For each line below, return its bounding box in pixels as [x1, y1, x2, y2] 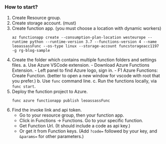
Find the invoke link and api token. [11, 107, 82, 113]
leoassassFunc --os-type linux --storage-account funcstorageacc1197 [11, 44, 160, 49]
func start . [11, 83, 36, 89]
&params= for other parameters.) [19, 134, 84, 140]
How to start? [4, 3, 38, 10]
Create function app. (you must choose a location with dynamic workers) [11, 25, 162, 31]
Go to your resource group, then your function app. [19, 112, 124, 118]
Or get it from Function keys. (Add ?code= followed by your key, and [19, 128, 158, 134]
